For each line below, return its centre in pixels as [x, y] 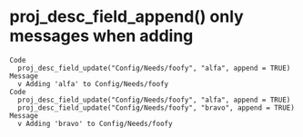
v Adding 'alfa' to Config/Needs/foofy [93, 83]
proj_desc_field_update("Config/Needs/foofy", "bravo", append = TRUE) [157, 108]
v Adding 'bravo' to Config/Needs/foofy [95, 123]
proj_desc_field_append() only [126, 17]
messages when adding [101, 36]
